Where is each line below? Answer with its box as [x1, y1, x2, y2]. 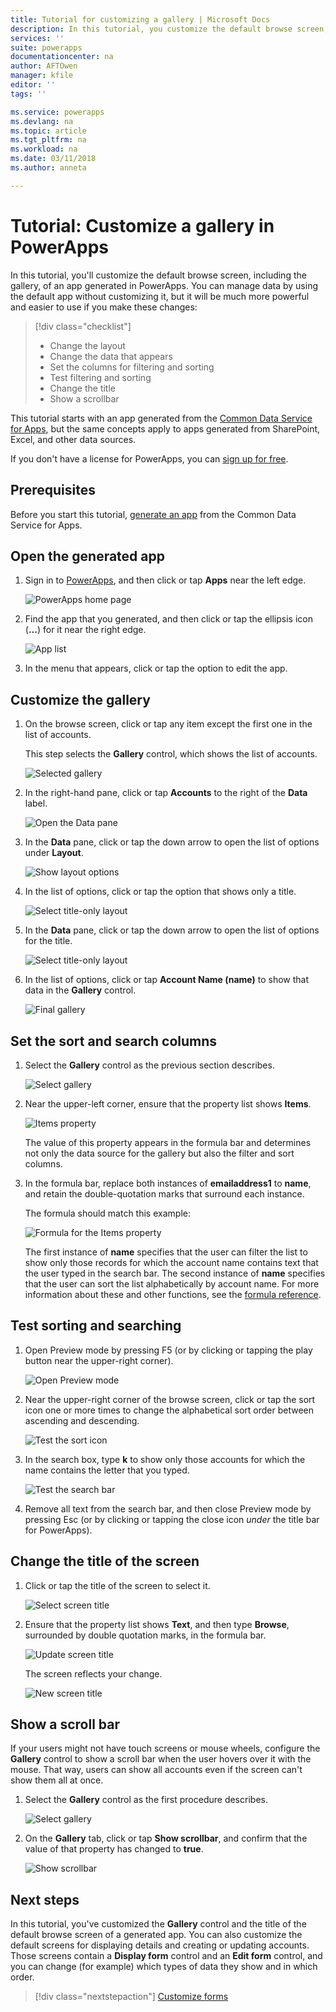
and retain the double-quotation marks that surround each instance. [24, 1187, 305, 1200]
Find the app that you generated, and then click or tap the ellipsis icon [24, 613, 313, 625]
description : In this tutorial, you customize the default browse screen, [10, 24, 329, 34]
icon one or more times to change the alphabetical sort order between [24, 1404, 314, 1416]
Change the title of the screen [10, 1553, 200, 1570]
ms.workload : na [10, 144, 78, 155]
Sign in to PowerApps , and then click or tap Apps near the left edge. [24, 574, 307, 586]
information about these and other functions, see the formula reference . [24, 1288, 322, 1300]
